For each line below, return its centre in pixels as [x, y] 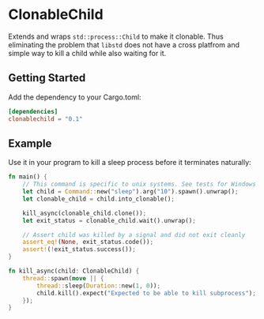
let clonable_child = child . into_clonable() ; [99, 199]
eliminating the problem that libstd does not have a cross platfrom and [124, 44]
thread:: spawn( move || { [63, 278]
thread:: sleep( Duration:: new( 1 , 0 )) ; [98, 286]
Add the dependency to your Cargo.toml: [75, 97]
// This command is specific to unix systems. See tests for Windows [140, 184]
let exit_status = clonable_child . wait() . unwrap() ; [109, 220]
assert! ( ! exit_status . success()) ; [79, 250]
